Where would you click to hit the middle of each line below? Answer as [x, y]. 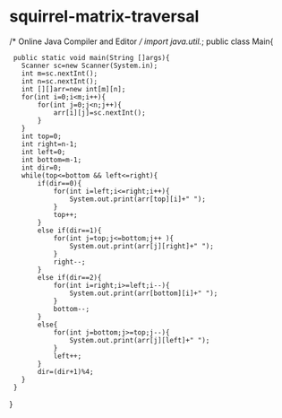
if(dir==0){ [60, 183]
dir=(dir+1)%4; [65, 371]
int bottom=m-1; [51, 160]
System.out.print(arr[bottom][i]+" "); [144, 293]
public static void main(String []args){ [91, 57]
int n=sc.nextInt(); [60, 81]
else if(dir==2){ [69, 277]
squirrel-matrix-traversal [104, 17]
